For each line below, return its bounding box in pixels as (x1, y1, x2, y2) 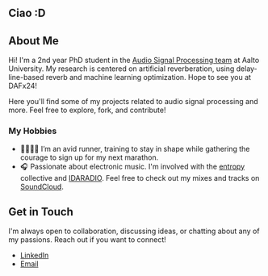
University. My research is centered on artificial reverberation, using (8, 64, 235, 73)
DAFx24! (8, 81, 38, 91)
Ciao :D (8, 6, 46, 20)
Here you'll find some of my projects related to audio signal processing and (8, 97, 258, 107)
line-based (8, 73, 44, 82)
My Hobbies (8, 125, 57, 136)
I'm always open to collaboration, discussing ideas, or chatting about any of (8, 226, 260, 236)
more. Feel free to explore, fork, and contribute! (8, 105, 166, 115)
